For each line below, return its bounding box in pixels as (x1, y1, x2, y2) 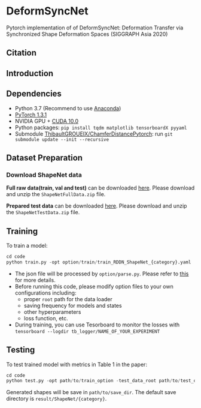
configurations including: (14, 289, 77, 296)
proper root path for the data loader (23, 295, 112, 302)
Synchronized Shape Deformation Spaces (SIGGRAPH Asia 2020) (6, 30, 168, 37)
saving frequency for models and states (23, 302, 122, 309)
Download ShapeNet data (6, 170, 82, 179)
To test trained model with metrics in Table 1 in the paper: (6, 361, 148, 368)
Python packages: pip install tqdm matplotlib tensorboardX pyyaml (14, 124, 187, 131)
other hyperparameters (23, 308, 81, 316)
